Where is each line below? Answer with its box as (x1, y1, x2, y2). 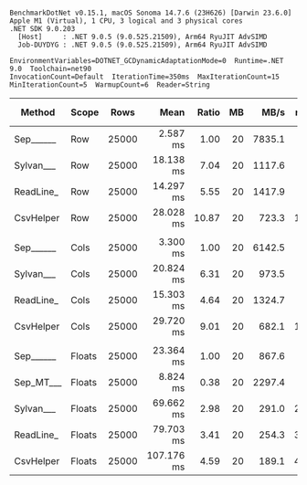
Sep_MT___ (14, 376, 62, 388)
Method (20, 106, 56, 119)
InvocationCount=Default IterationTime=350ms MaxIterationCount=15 (9, 72, 281, 81)
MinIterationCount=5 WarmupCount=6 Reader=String (9, 80, 210, 90)
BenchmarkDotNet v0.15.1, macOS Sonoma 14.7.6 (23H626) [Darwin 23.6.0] (9, 8, 292, 17)
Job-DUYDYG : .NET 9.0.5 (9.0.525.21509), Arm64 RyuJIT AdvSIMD (17, 40, 268, 49)
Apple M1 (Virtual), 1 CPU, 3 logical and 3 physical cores (9, 16, 244, 26)
